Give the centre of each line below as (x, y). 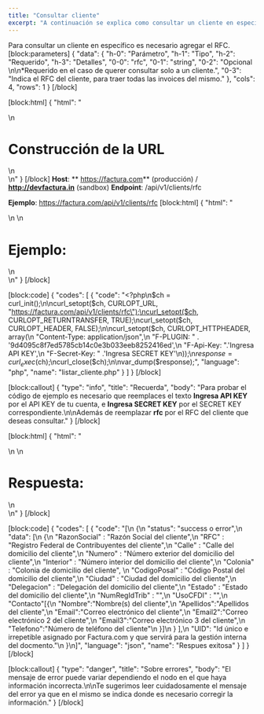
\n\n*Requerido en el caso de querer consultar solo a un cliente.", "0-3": (125, 70)
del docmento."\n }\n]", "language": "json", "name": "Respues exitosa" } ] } (129, 646)
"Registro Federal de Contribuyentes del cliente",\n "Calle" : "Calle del (121, 545)
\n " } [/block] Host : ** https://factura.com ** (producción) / (103, 179)
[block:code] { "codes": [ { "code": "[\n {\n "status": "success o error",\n (125, 528)
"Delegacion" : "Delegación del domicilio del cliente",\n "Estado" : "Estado (128, 587)
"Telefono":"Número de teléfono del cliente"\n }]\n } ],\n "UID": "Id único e (128, 629)
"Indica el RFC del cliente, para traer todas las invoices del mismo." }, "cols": (132, 79)
